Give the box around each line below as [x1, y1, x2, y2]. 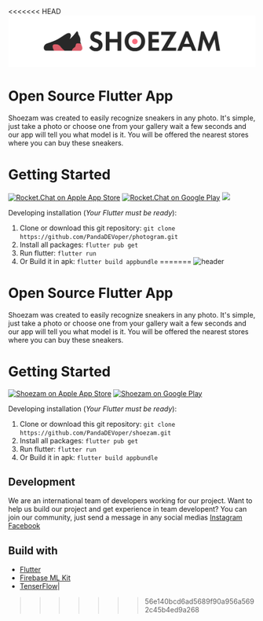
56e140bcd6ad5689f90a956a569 [144, 597, 255, 606]
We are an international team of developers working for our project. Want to [8, 496, 253, 505]
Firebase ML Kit [19, 573, 71, 582]
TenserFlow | [19, 582, 60, 591]
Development [8, 475, 76, 488]
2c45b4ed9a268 [144, 605, 200, 615]
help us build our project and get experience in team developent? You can [8, 505, 247, 514]
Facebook [8, 521, 41, 531]
